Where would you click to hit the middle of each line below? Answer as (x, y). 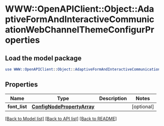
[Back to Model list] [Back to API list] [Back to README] (61, 119)
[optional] (143, 106)
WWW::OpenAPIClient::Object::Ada (80, 9)
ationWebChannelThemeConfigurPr (80, 30)
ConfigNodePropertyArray (63, 106)
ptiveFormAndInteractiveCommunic (80, 19)
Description (113, 98)
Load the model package (43, 58)
